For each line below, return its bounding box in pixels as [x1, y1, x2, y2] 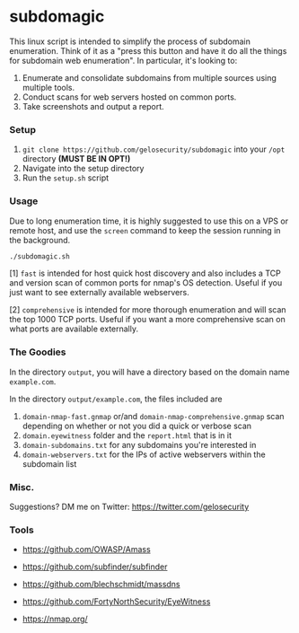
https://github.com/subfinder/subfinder [22, 561, 168, 572]
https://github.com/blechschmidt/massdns [22, 579, 181, 590]
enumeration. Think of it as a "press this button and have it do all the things [9, 45, 287, 56]
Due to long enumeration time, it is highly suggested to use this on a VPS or [9, 215, 289, 226]
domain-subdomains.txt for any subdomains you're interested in [22, 439, 257, 450]
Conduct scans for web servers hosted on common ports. [22, 92, 237, 102]
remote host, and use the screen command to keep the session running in [9, 224, 281, 235]
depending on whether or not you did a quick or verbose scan [22, 420, 252, 431]
